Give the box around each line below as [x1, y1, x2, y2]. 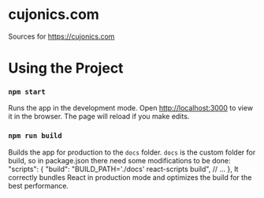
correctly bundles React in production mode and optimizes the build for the [8, 172, 252, 182]
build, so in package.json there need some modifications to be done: [8, 155, 231, 165]
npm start [8, 88, 46, 96]
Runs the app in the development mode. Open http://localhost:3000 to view [8, 103, 254, 113]
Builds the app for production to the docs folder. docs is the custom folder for [8, 148, 256, 157]
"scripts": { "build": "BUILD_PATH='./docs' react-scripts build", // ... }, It [8, 164, 239, 174]
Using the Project [8, 59, 124, 77]
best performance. [8, 181, 69, 190]
